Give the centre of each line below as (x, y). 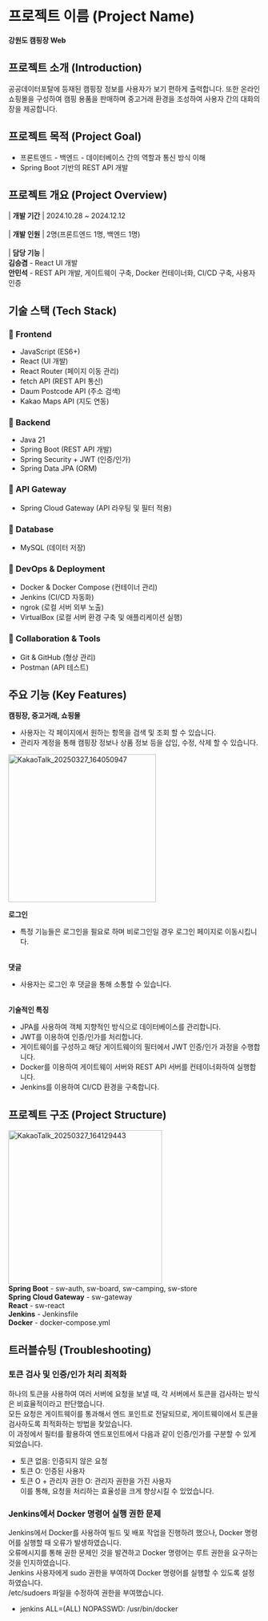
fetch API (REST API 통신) (62, 381)
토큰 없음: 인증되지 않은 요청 (64, 1461)
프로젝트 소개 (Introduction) (75, 68)
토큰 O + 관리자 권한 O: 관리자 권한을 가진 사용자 (96, 1481)
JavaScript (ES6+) (50, 352)
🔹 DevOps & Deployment (57, 569)
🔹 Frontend (30, 334)
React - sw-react (37, 1306)
